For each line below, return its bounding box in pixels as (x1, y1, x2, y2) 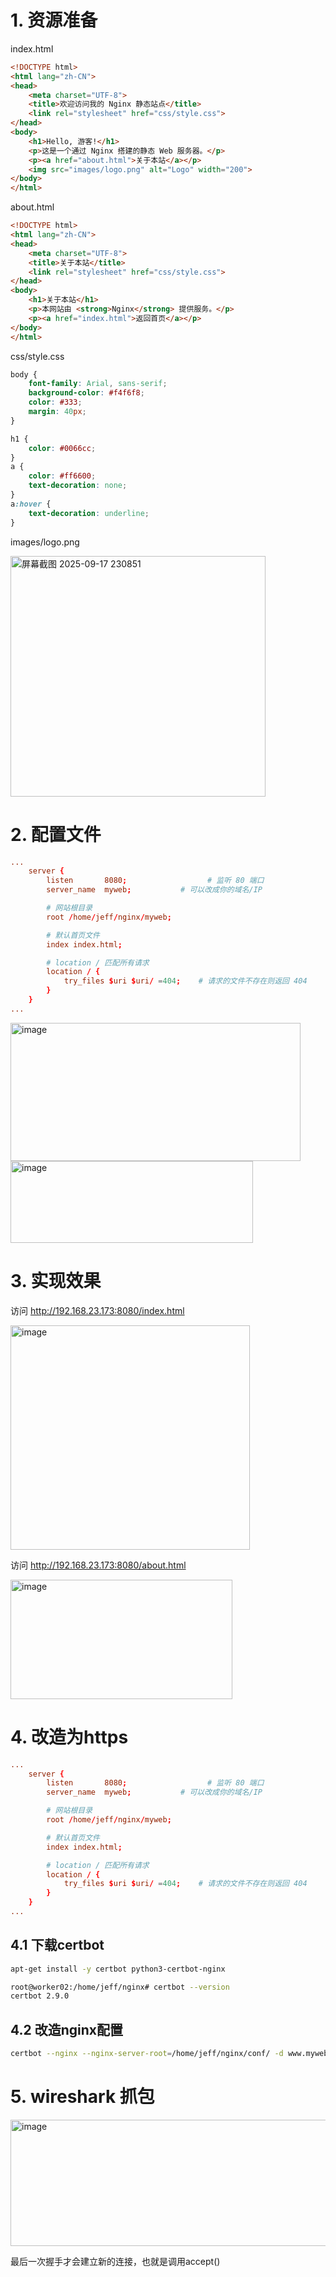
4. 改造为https (10, 1726, 129, 1748)
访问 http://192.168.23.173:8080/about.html (10, 1559, 187, 1571)
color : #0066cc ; (28, 443, 97, 453)
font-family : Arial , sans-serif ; (28, 379, 168, 389)
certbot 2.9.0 (10, 1991, 70, 2001)
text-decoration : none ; (28, 481, 128, 491)
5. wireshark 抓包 (10, 2086, 155, 2108)
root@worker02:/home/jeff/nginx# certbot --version (10, 1982, 230, 1992)
